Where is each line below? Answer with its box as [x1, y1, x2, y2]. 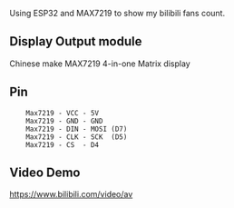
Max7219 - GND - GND [25, 116, 103, 125]
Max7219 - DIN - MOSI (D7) [25, 124, 128, 134]
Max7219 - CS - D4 [25, 140, 100, 149]
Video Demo [9, 165, 81, 181]
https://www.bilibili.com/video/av [9, 189, 133, 200]
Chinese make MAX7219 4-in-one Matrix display [9, 58, 190, 69]
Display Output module [9, 34, 142, 49]
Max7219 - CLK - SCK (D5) [25, 132, 128, 142]
